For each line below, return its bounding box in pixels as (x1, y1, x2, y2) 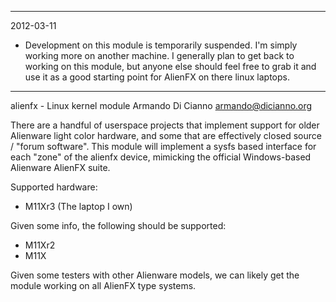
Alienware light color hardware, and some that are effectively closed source (10, 130, 322, 141)
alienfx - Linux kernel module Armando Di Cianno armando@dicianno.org (10, 100, 313, 111)
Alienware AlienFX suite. (10, 162, 111, 173)
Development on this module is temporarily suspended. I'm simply (24, 39, 298, 51)
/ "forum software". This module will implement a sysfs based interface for (10, 141, 317, 152)
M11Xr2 (24, 239, 56, 251)
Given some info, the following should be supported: (10, 220, 227, 231)
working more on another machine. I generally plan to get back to (24, 50, 295, 61)
